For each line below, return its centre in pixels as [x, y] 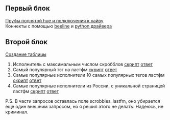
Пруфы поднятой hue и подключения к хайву [54, 20]
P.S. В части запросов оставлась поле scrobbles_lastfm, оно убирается [83, 101]
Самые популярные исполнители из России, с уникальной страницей [89, 85]
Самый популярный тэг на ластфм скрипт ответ [65, 69]
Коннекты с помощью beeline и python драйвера [59, 26]
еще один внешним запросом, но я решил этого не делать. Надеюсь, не [84, 106]
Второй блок [26, 42]
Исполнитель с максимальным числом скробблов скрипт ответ [83, 64]
